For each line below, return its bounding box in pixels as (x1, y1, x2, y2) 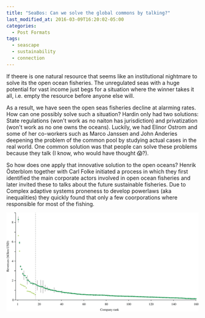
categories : (6, 23, 37, 29)
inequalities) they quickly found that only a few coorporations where (6, 193, 178, 201)
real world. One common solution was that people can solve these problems (6, 142, 198, 150)
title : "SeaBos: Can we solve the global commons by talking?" (6, 10, 171, 16)
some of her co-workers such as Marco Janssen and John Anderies (6, 130, 178, 137)
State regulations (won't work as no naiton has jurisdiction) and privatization (6, 117, 198, 124)
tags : (6, 35, 20, 42)
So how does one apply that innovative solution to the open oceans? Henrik (6, 161, 196, 168)
